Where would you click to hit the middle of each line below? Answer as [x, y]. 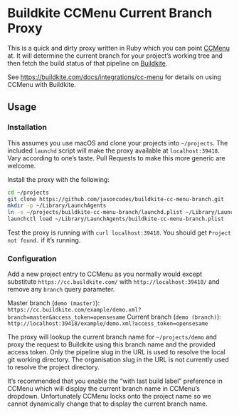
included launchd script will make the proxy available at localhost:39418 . [114, 150]
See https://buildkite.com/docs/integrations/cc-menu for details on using [115, 77]
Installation [27, 128]
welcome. [22, 165]
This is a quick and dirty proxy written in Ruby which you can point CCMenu [118, 48]
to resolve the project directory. [53, 367]
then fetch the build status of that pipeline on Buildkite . [87, 63]
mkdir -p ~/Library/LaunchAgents [57, 206]
